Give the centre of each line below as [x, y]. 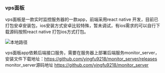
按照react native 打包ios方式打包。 [53, 32]
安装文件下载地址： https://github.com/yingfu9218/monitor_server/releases [81, 59]
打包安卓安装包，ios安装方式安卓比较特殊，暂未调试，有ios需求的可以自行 [81, 26]
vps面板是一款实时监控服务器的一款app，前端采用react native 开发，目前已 [82, 19]
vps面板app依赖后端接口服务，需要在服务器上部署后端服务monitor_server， [82, 53]
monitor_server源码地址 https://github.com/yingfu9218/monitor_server [77, 65]
